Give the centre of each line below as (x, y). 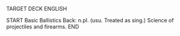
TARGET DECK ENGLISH (37, 9)
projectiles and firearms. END (43, 27)
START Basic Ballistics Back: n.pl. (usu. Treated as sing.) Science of (90, 20)
